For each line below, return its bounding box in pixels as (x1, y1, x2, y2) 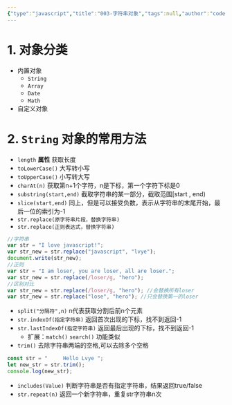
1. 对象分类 (7, 42, 68, 57)
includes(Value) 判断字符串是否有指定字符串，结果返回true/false (17, 381, 203, 389)
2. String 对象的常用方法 (7, 131, 147, 147)
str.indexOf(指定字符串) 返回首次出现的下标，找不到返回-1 (17, 315, 182, 323)
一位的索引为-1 (23, 207, 66, 215)
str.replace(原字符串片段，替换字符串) (17, 216, 120, 223)
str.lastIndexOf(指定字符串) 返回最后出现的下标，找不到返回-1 (17, 324, 195, 332)
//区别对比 (7, 281, 35, 288)
